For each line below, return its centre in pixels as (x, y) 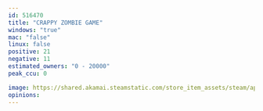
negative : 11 (29, 59)
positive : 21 (29, 52)
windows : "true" (34, 30)
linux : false (29, 45)
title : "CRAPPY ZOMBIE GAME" (56, 23)
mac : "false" (29, 37)
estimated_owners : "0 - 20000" (59, 66)
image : (19, 88)
